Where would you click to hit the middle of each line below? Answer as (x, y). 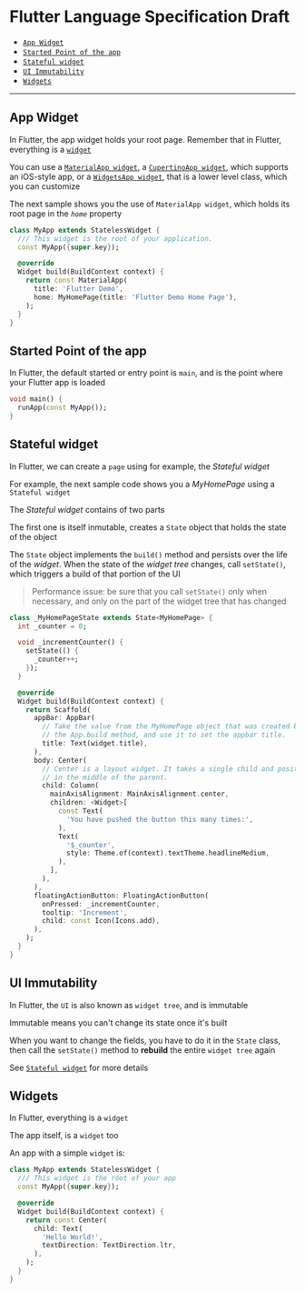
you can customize (45, 186)
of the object (33, 536)
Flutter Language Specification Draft (150, 17)
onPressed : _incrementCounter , (101, 904)
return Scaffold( (59, 710)
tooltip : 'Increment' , (85, 912)
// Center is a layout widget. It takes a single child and (158, 769)
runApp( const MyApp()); (62, 408)
